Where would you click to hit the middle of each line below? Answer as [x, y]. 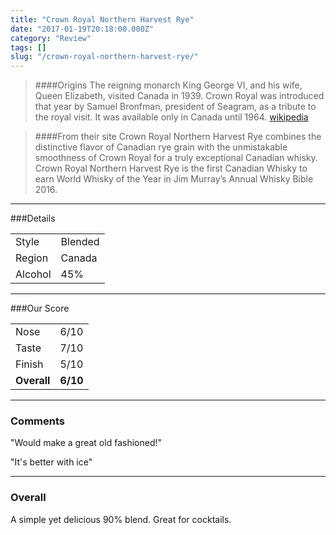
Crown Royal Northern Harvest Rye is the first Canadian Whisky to [171, 168]
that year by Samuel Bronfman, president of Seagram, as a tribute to [175, 107]
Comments [37, 421]
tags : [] [28, 47]
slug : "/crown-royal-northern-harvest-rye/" [104, 57]
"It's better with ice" [51, 462]
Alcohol [33, 274]
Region [32, 258]
